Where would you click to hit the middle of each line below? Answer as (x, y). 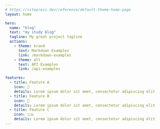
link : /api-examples (39, 69)
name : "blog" (23, 28)
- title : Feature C (30, 110)
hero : (11, 23)
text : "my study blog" (33, 32)
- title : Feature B (30, 96)
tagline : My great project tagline (46, 37)
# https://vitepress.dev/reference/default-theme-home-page (68, 10)
